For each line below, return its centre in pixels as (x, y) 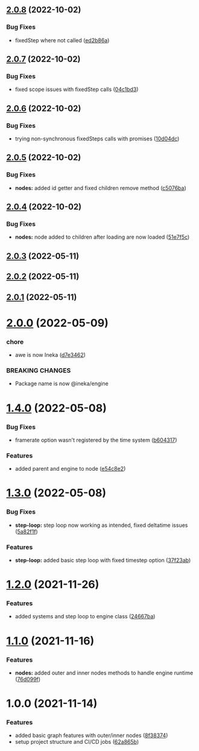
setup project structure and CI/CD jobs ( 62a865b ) (77, 742)
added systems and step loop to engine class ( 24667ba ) (85, 617)
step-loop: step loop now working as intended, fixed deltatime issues (101, 525)
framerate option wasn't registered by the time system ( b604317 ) (96, 440)
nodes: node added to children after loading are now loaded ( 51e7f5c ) (102, 237)
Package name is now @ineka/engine (62, 384)
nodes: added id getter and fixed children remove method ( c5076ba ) (101, 188)
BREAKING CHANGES (39, 371)
